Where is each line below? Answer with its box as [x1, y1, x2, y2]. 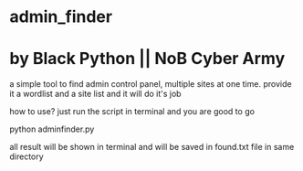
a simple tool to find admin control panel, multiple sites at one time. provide [9, 79, 292, 90]
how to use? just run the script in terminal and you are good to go [9, 106, 256, 117]
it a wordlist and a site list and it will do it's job [9, 89, 182, 100]
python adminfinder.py [9, 123, 95, 134]
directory [9, 151, 44, 162]
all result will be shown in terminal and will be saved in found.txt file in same [9, 142, 295, 153]
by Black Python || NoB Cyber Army [9, 48, 286, 69]
